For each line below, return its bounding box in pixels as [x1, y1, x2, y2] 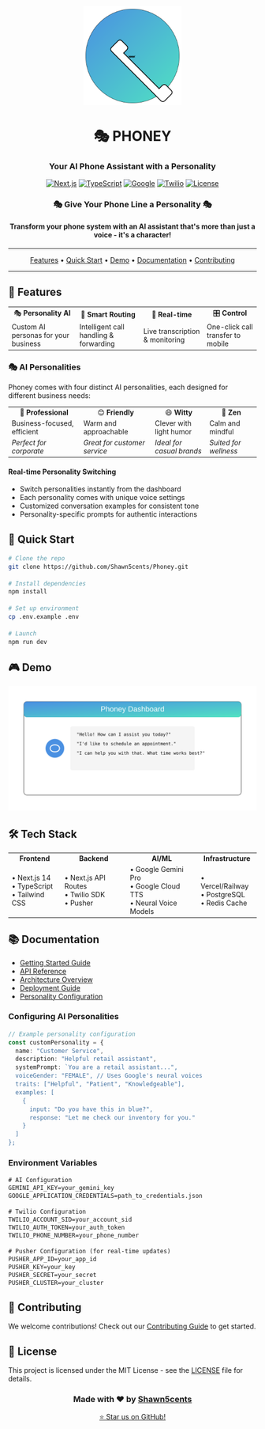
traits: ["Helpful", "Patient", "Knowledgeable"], [15, 1080, 185, 1089]
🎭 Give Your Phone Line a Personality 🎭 [53, 199, 212, 210]
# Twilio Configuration [8, 1208, 87, 1216]
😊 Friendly [97, 407, 135, 417]
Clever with [155, 419, 192, 428]
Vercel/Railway [200, 881, 249, 891]
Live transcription [143, 326, 200, 335]
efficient [11, 427, 39, 437]
